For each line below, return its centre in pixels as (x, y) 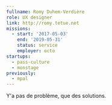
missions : (19, 28)
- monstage (25, 67)
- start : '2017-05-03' (40, 34)
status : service (38, 46)
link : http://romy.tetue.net (43, 23)
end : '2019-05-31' (40, 40)
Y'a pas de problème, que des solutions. (56, 96)
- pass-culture (31, 62)
